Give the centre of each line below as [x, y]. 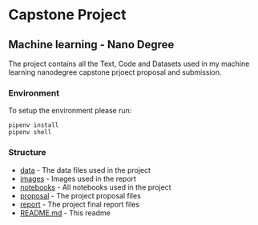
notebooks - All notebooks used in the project [95, 187]
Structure [27, 153]
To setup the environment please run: [70, 111]
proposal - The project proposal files [81, 195]
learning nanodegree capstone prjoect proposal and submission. [115, 72]
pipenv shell [30, 133]
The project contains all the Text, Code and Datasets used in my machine [129, 63]
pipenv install [34, 125]
